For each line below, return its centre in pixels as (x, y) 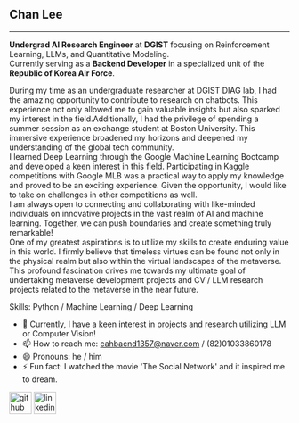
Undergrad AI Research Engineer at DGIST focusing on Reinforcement (139, 45)
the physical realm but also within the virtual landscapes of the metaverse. (145, 261)
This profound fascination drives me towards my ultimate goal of (128, 270)
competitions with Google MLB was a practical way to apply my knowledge (147, 175)
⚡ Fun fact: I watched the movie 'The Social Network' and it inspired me (154, 366)
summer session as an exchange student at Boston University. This (132, 128)
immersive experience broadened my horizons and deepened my (129, 137)
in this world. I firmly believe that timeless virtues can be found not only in (145, 251)
